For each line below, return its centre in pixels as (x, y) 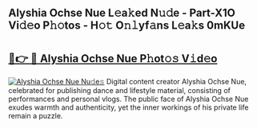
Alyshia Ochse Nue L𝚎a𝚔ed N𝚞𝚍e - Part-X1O (122, 13)
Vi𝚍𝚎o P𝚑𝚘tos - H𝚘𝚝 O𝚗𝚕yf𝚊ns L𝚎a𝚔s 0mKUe (127, 26)
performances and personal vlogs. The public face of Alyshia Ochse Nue (128, 99)
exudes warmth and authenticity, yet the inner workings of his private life (128, 107)
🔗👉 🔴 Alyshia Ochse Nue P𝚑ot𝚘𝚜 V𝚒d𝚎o (113, 58)
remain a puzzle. (36, 116)
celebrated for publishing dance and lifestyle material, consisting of (119, 90)
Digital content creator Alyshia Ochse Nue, (176, 81)
